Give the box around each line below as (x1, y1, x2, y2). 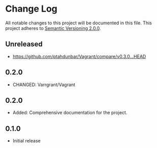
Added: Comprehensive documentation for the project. (12, 109, 128, 116)
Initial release (12, 138, 41, 144)
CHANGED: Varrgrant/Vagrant (12, 82, 75, 88)
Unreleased (5, 40, 43, 49)
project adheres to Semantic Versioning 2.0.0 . (5, 25, 101, 31)
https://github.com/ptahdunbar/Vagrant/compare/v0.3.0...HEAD (12, 53, 146, 59)
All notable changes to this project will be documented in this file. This (5, 20, 152, 26)
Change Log (5, 3, 57, 15)
